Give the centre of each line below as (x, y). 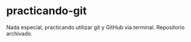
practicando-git (47, 11)
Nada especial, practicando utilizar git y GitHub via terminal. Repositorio (95, 27)
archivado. (20, 33)
